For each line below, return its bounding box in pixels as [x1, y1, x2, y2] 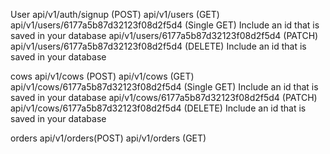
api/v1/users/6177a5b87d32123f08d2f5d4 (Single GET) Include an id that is [10, 19, 320, 31]
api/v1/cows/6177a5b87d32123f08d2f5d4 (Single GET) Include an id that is [10, 81, 319, 93]
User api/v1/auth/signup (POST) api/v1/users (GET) [10, 9, 220, 20]
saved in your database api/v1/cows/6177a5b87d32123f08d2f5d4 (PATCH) [10, 92, 318, 103]
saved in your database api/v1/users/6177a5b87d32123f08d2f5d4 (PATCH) [10, 30, 319, 41]
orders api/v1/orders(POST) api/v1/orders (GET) [10, 132, 207, 144]
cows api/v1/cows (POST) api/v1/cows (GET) [10, 70, 195, 82]
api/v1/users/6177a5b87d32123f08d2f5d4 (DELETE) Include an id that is [10, 40, 307, 52]
